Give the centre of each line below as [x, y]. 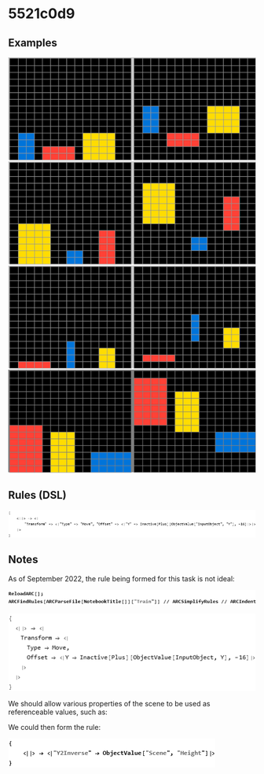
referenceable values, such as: [58, 712]
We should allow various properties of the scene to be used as [109, 703]
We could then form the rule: [54, 727]
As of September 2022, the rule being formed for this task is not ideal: [121, 578]
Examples [33, 43]
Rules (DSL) [37, 495]
